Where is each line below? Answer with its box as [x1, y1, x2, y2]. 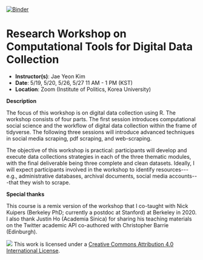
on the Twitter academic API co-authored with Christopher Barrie [6, 221, 169, 228]
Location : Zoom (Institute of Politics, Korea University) [15, 85, 151, 93]
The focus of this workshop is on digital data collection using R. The [6, 109, 176, 116]
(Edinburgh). [6, 228, 38, 235]
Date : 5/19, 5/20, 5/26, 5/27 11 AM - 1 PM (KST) [15, 79, 133, 86]
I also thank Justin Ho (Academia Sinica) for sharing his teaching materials [6, 215, 192, 222]
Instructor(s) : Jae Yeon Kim [15, 73, 86, 80]
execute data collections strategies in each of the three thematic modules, [6, 153, 191, 160]
